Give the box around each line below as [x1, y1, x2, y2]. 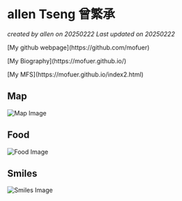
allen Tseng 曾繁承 [7, 6, 115, 22]
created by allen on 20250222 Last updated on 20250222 [7, 29, 176, 38]
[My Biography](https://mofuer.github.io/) [7, 56, 127, 65]
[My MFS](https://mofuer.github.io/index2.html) [7, 70, 144, 79]
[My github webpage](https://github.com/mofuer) [7, 43, 150, 51]
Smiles [7, 168, 38, 179]
